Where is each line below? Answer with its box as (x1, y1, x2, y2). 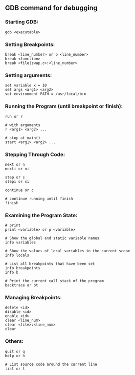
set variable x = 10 (5, 83, 47, 88)
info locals (5, 253, 29, 258)
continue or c (5, 188, 34, 193)
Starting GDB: (5, 19, 39, 25)
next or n (5, 162, 25, 167)
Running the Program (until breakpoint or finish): (5, 103, 123, 110)
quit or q (5, 349, 25, 354)
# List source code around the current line (5, 362, 97, 367)
